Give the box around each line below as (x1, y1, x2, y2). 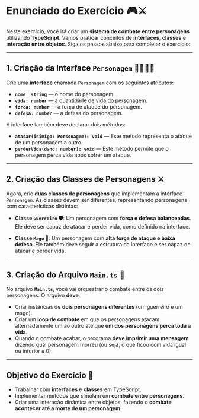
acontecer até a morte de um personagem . (14, 405, 123, 412)
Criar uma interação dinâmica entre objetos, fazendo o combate (14, 398, 172, 406)
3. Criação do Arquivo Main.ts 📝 (6, 270, 125, 280)
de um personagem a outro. (14, 138, 83, 145)
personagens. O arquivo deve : (6, 292, 81, 299)
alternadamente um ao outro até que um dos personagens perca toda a (14, 322, 191, 330)
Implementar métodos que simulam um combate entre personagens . (14, 392, 185, 400)
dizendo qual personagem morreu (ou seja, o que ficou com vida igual (14, 341, 187, 349)
